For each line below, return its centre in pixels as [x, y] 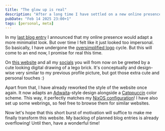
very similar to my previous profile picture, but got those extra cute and [87, 73]
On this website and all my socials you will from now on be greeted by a [78, 62]
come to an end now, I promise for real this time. [54, 53]
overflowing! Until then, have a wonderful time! [52, 123]
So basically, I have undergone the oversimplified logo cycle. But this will [79, 48]
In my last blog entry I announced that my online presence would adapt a [79, 37]
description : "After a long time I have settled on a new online [73, 14]
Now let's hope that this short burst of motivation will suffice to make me [79, 113]
